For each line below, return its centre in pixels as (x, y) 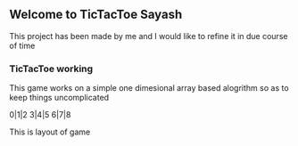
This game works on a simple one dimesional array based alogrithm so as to (149, 88)
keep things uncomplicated (59, 98)
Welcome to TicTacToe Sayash (96, 15)
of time (22, 45)
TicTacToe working (51, 69)
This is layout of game (50, 132)
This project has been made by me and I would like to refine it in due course (149, 36)
